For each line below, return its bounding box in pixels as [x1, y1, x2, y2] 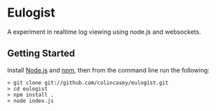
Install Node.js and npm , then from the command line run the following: [7, 65, 210, 74]
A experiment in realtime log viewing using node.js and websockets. [7, 28, 201, 36]
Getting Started [7, 48, 75, 59]
